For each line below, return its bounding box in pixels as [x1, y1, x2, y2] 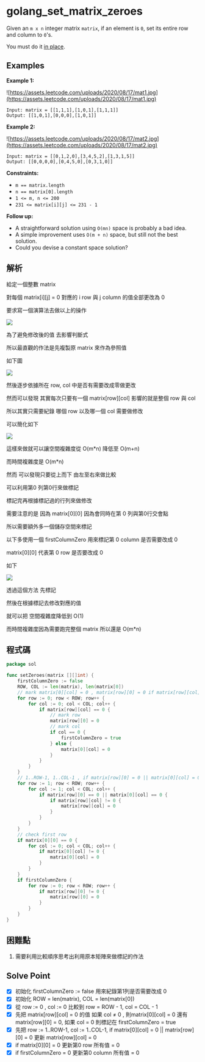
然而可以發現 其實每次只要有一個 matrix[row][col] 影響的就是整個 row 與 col [6, 394, 196, 402]
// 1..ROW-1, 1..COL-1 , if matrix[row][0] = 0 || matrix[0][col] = [17, 775, 195, 781]
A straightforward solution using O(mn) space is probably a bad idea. [15, 224, 187, 232]
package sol [6, 662, 37, 668]
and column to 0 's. [6, 31, 53, 38]
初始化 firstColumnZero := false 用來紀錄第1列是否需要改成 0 [15, 987, 167, 995]
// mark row [49, 712, 81, 718]
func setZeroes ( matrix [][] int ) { [6, 673, 95, 679]
